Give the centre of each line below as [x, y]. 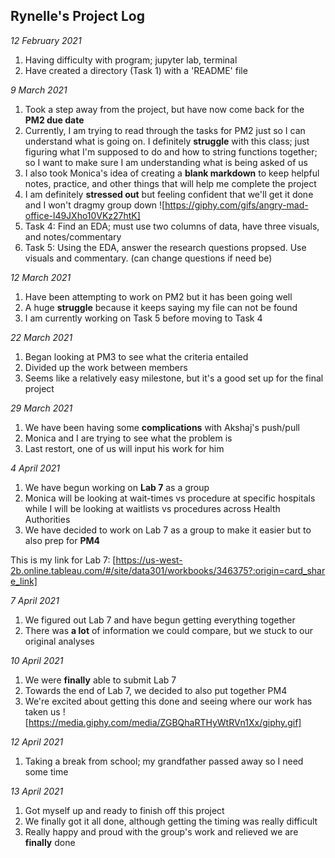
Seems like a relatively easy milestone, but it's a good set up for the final [174, 378]
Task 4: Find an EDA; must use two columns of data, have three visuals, [172, 226]
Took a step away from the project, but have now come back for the [164, 109]
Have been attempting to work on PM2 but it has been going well [158, 296]
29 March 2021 [41, 408]
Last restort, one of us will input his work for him [124, 448]
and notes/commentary [73, 236]
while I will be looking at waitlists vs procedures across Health [152, 508]
